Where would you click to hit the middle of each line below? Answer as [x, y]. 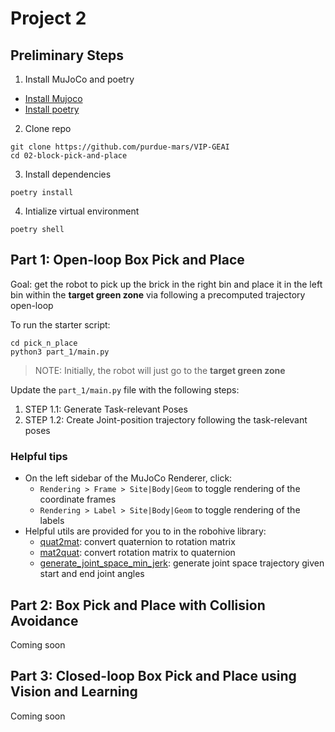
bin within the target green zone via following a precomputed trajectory [158, 294]
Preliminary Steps [67, 55]
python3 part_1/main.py [60, 352]
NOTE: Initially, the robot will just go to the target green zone [160, 370]
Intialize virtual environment [82, 211]
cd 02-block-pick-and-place [69, 156]
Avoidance [44, 620]
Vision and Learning [74, 692]
